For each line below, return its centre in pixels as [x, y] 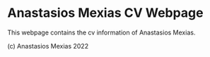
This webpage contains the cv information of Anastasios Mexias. [101, 32]
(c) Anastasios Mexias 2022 [48, 46]
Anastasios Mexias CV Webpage [105, 13]
